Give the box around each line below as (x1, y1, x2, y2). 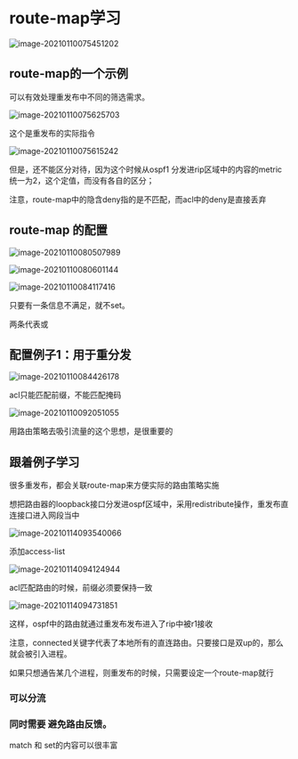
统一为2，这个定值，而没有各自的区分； (9, 175, 155, 185)
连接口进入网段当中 (9, 510, 80, 521)
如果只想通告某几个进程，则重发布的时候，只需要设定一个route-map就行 (9, 667, 274, 678)
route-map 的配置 (9, 223, 109, 238)
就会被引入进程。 (9, 649, 72, 659)
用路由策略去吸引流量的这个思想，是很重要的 (9, 426, 173, 437)
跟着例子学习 (9, 454, 80, 469)
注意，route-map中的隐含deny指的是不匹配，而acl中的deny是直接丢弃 (9, 193, 267, 205)
